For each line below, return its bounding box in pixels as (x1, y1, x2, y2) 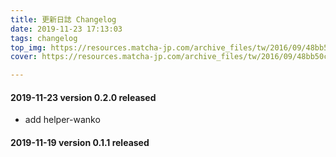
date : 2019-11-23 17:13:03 (10, 24, 123, 34)
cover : (10, 52, 38, 62)
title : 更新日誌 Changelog (10, 14, 117, 25)
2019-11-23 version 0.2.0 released (10, 91, 157, 103)
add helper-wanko (24, 114, 101, 126)
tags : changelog (10, 33, 78, 43)
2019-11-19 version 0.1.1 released (10, 136, 150, 148)
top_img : (10, 42, 47, 53)
